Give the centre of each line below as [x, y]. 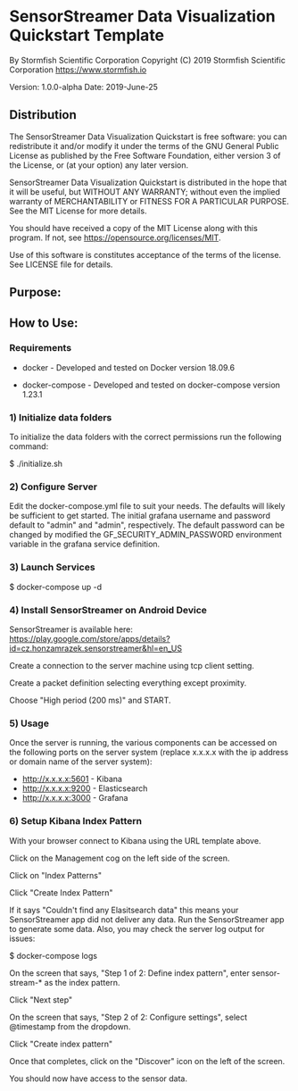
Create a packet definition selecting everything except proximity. [128, 683]
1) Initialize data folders [61, 417]
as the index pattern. [82, 982]
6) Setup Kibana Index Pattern [76, 821]
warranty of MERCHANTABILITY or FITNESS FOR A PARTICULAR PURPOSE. [149, 201]
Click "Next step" [41, 999]
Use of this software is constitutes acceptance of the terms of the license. [145, 254]
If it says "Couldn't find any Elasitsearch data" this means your [124, 910]
